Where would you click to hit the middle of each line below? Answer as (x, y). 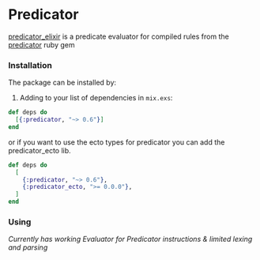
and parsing (28, 247)
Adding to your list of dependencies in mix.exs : (96, 98)
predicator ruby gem (41, 44)
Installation (30, 65)
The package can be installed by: (62, 83)
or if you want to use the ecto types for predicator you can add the (117, 142)
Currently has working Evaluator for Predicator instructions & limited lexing (130, 239)
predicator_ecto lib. (40, 150)
